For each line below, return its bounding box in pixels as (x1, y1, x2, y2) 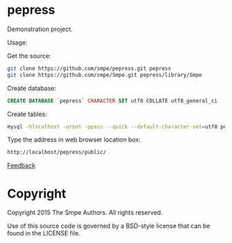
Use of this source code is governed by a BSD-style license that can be (7, 222, 211, 230)
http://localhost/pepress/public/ (7, 149, 107, 156)
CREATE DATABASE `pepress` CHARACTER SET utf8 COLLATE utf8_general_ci (7, 97, 217, 104)
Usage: (7, 38, 28, 46)
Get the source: (7, 51, 52, 60)
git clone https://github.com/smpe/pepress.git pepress (7, 65, 171, 72)
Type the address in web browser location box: (7, 135, 141, 144)
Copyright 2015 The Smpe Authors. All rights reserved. (7, 208, 163, 217)
